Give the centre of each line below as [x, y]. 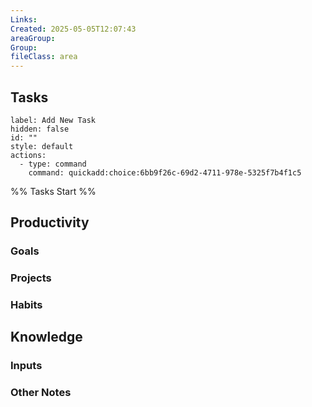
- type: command [53, 164]
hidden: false [40, 129]
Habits [26, 305]
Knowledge [46, 337]
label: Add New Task [53, 120]
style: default [42, 146]
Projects [31, 278]
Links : [24, 19]
